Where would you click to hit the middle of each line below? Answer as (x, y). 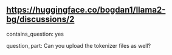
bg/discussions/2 (40, 20)
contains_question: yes (35, 34)
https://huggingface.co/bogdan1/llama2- (86, 10)
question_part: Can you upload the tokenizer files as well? (78, 45)
